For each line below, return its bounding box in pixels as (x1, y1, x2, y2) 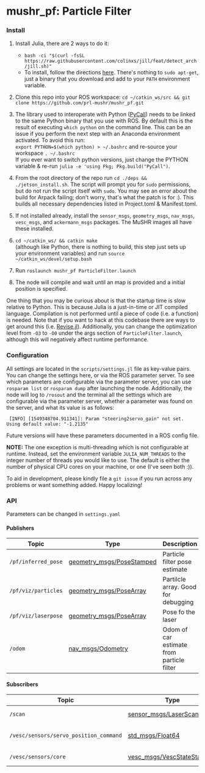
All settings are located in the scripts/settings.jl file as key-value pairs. (6, 365, 191, 372)
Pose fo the (162, 608, 195, 616)
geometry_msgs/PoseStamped (68, 558, 157, 566)
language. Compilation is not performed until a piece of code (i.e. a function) (6, 310, 199, 318)
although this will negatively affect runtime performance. (6, 336, 149, 343)
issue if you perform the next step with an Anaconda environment (15, 130, 181, 138)
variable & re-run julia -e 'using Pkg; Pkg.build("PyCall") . (15, 163, 170, 170)
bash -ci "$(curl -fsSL (24, 53, 85, 59)
